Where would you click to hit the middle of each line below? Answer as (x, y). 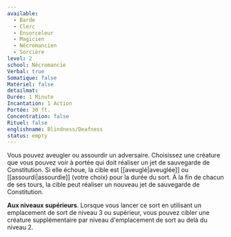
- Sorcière (29, 53)
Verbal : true (26, 71)
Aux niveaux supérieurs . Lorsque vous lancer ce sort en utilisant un (104, 205)
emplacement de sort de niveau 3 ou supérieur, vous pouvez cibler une (109, 213)
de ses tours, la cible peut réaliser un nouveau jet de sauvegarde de (103, 184)
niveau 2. (20, 227)
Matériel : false (30, 84)
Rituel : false (28, 123)
